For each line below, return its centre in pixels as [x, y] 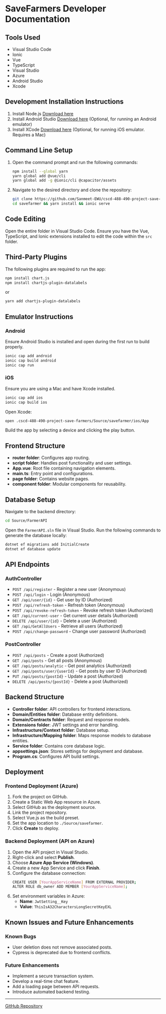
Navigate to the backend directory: [41, 512]
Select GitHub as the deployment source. [54, 807]
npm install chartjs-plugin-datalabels [46, 283]
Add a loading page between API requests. [56, 987]
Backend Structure [35, 697]
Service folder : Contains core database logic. [59, 746]
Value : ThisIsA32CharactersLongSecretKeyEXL [66, 907]
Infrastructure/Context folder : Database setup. [61, 730]
